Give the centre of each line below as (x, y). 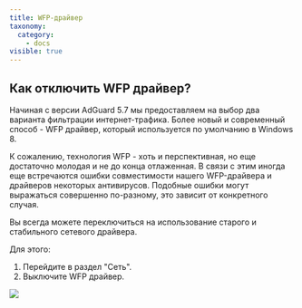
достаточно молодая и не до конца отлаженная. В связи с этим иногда (147, 166)
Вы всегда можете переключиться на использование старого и (133, 222)
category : (36, 34)
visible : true (36, 52)
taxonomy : (28, 26)
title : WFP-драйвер (46, 18)
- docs (38, 43)
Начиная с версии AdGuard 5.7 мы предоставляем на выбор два (135, 110)
